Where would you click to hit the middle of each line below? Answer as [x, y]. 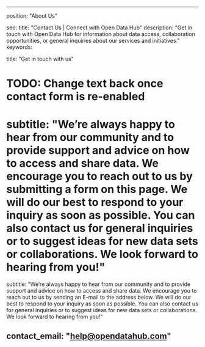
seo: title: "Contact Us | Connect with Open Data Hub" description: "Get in [99, 27]
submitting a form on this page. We [97, 189]
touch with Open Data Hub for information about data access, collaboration [101, 34]
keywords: [19, 47]
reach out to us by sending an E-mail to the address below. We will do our [99, 298]
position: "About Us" [32, 16]
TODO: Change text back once [85, 84]
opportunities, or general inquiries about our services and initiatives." [93, 41]
